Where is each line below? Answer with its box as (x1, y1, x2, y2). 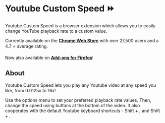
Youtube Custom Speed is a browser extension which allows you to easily (5, 22, 156, 29)
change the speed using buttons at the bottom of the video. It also (5, 102, 140, 108)
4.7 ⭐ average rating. (5, 43, 48, 49)
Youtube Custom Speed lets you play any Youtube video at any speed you (5, 82, 156, 88)
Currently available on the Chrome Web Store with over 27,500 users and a (5, 37, 159, 44)
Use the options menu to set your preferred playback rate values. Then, (5, 97, 151, 103)
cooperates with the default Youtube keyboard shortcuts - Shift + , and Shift (5, 108, 160, 114)
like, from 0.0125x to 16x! (5, 87, 56, 93)
